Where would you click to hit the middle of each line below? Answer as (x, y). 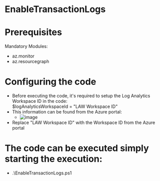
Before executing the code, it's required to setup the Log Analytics (81, 96)
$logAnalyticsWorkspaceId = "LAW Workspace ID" (65, 106)
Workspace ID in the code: (40, 101)
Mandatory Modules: (26, 46)
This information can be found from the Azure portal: (67, 112)
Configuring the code (50, 82)
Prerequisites (34, 33)
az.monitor (23, 56)
